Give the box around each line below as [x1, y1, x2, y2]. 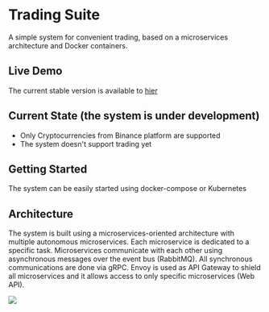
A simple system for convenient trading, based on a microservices [8, 32, 228, 42]
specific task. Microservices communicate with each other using [8, 246, 223, 256]
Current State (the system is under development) [8, 109, 260, 123]
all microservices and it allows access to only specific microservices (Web [8, 272, 255, 281]
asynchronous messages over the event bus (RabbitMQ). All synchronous [8, 254, 253, 264]
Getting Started [8, 162, 88, 176]
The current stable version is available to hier [8, 85, 159, 95]
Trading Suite [8, 6, 101, 24]
